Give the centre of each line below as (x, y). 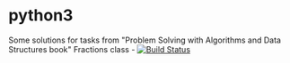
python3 (41, 16)
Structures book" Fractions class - (72, 49)
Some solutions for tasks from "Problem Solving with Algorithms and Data (145, 40)
